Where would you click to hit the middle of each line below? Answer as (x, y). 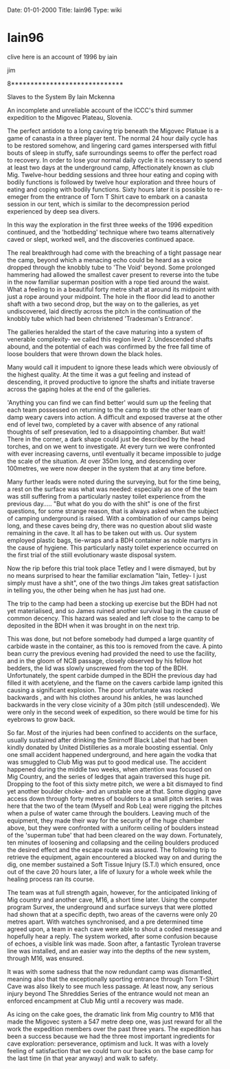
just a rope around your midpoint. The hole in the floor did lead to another (111, 296)
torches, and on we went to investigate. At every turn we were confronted (111, 446)
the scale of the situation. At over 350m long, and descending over (102, 461)
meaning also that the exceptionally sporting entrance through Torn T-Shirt (113, 979)
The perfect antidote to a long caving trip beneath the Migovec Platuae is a (113, 131)
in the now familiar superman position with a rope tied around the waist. (108, 282)
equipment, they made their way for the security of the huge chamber (106, 820)
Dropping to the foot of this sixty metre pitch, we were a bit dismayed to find (115, 784)
